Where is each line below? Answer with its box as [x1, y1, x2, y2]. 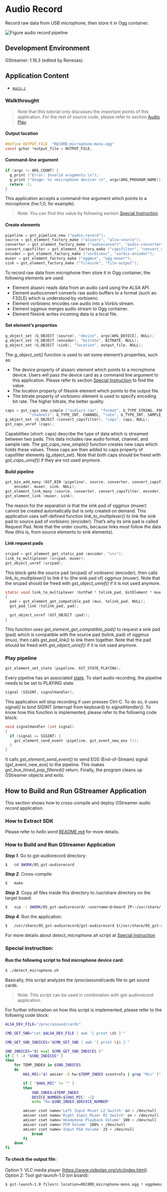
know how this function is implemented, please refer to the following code [5, 709, 157, 715]
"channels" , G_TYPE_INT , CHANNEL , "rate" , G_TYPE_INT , [29, 412, 146, 417]
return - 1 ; [9, 182, 32, 187]
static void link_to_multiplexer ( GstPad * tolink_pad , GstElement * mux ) [5, 590, 164, 595]
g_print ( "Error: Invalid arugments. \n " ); [9, 173, 99, 178]
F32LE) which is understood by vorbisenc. [12, 295, 99, 301]
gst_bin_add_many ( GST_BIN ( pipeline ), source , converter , [5, 480, 130, 485]
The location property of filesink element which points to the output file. [12, 388, 160, 394]
